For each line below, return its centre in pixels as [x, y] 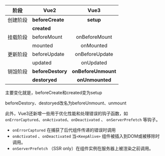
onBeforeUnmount [94, 71]
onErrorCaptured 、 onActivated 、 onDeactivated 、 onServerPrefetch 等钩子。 [83, 119]
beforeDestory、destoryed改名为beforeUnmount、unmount [66, 103]
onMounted [94, 45]
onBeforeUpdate [94, 54]
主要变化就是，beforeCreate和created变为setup [54, 92]
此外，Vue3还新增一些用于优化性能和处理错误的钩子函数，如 [66, 113]
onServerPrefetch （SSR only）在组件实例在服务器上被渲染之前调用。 [83, 148]
